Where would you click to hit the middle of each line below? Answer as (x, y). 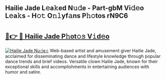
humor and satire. (23, 72)
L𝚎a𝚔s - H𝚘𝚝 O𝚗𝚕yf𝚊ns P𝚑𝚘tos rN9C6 (67, 16)
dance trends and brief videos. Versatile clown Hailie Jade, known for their (82, 61)
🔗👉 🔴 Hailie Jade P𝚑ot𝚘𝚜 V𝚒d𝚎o (57, 36)
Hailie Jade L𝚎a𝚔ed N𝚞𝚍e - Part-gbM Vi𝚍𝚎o (75, 8)
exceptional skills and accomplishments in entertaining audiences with (77, 67)
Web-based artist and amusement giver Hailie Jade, (103, 51)
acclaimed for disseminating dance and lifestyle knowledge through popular (83, 56)
